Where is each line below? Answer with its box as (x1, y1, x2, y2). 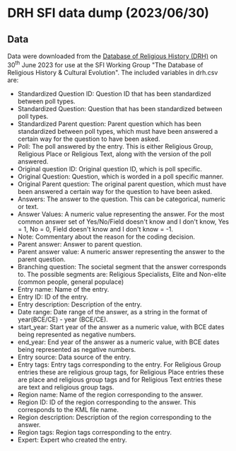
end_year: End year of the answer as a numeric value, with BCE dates (17, 338, 220, 346)
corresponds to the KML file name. (17, 405, 119, 413)
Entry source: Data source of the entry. (17, 353, 131, 361)
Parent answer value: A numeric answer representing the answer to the (17, 247, 225, 256)
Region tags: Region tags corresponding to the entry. (17, 428, 172, 436)
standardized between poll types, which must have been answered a (17, 127, 218, 135)
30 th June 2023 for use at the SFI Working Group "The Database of (7, 59, 203, 69)
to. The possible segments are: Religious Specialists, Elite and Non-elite (17, 270, 227, 278)
